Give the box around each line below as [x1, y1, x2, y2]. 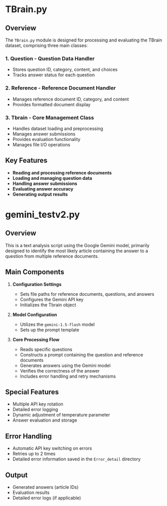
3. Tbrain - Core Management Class [5, 114, 94, 121]
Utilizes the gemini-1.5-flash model [20, 321, 95, 327]
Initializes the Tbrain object [20, 302, 76, 308]
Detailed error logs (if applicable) [12, 494, 81, 501]
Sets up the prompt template [20, 327, 79, 333]
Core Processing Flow [12, 336, 60, 342]
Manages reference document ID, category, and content [12, 96, 129, 102]
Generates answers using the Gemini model [20, 362, 111, 369]
